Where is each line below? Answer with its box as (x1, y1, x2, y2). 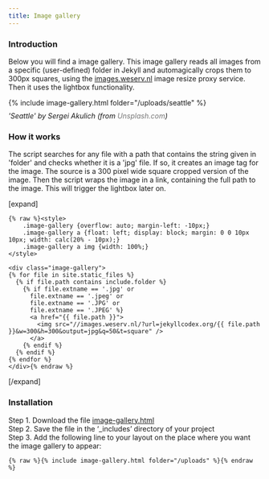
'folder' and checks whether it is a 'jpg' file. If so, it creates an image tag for (8, 158, 259, 167)
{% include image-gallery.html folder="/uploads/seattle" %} (8, 97, 207, 107)
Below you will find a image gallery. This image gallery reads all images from (8, 56, 261, 66)
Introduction (8, 38, 58, 49)
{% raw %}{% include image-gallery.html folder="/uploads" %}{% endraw (8, 456, 253, 465)
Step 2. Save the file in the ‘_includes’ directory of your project (8, 423, 215, 433)
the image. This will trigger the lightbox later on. (8, 184, 166, 193)
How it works (8, 130, 61, 142)
